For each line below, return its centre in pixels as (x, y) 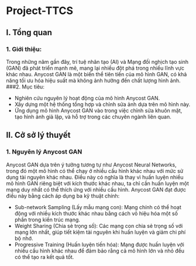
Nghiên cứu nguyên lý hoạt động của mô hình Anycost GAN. (87, 98)
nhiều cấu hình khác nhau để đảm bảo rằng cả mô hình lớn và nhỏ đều (99, 251)
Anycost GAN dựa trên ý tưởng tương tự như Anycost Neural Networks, (91, 165)
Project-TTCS (40, 11)
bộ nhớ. (24, 238)
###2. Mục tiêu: (25, 87)
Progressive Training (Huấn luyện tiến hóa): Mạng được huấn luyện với (99, 244)
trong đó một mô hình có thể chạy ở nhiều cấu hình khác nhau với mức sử (95, 170)
